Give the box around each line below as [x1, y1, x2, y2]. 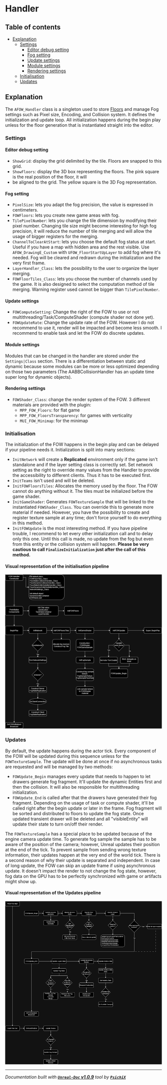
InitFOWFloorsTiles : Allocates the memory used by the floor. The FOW [12, 483, 158, 489]
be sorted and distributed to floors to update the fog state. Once [12, 810, 144, 816]
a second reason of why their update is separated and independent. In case [5, 857, 161, 863]
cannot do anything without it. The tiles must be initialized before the [12, 488, 153, 494]
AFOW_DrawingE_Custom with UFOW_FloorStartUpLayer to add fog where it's [12, 249, 161, 255]
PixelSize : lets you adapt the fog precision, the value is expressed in [12, 202, 153, 208]
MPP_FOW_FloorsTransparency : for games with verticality [19, 412, 133, 418]
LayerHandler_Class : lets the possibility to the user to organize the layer [12, 265, 159, 271]
